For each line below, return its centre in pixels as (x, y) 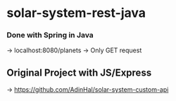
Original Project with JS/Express (79, 72)
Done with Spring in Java (50, 35)
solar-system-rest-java (76, 13)
